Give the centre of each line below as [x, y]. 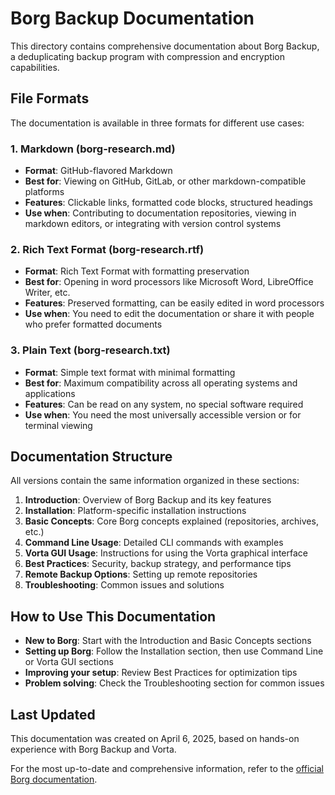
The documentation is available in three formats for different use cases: [157, 123]
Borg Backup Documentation [132, 18]
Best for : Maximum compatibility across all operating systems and [161, 383]
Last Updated [53, 714]
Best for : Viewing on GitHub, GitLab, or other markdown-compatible [165, 181]
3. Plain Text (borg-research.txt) [90, 350]
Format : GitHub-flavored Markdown [98, 171]
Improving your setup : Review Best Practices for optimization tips [161, 673]
